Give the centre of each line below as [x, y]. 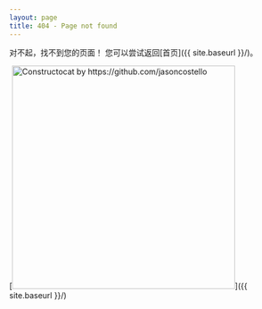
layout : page [33, 17]
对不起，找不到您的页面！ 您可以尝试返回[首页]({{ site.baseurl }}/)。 [134, 52]
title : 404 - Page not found [63, 26]
